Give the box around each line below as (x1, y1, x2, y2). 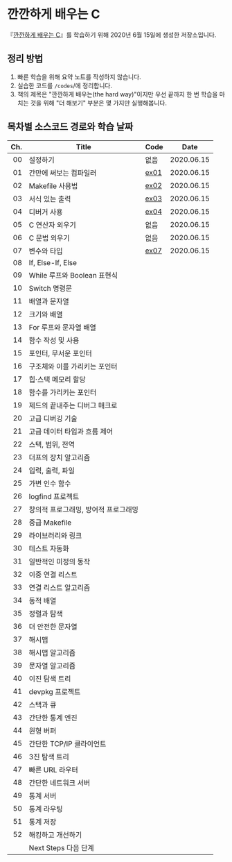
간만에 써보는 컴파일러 (28, 168, 97, 178)
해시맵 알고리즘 (28, 648, 76, 657)
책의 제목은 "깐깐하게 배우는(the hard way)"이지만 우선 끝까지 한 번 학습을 (17, 90, 218, 98)
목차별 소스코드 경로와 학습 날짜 (7, 121, 134, 133)
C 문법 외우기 (28, 233, 70, 243)
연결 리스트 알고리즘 (28, 582, 91, 592)
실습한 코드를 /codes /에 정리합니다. (17, 81, 113, 90)
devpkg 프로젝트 (28, 686, 81, 696)
